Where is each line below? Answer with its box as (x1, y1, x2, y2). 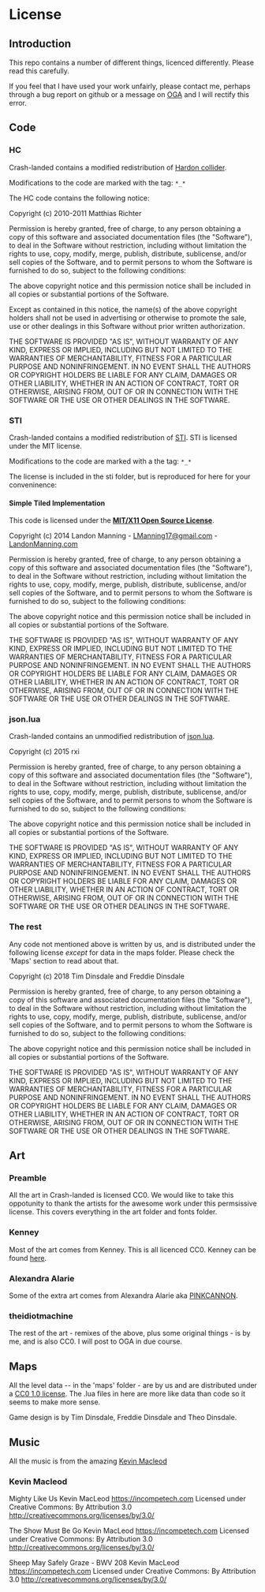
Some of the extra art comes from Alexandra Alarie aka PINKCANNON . (9, 1291, 239, 1300)
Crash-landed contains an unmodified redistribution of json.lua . (9, 732, 215, 741)
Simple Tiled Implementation (9, 498, 106, 508)
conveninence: (9, 479, 58, 490)
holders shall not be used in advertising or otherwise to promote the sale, (9, 313, 247, 323)
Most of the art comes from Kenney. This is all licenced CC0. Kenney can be (9, 1244, 257, 1255)
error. (9, 99, 27, 107)
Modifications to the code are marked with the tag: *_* (9, 177, 186, 187)
